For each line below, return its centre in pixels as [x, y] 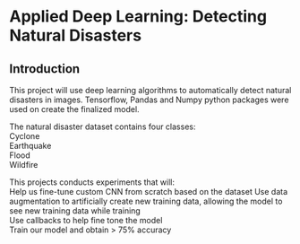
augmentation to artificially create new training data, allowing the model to [146, 201]
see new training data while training [75, 211]
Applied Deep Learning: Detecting [138, 17]
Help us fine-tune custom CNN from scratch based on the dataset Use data [149, 192]
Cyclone [25, 136]
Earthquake [30, 146]
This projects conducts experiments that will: [92, 182]
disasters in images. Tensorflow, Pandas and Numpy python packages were [149, 100]
